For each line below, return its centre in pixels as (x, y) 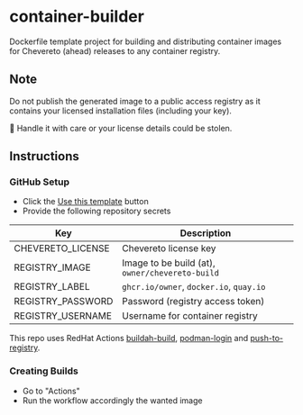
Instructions (44, 156)
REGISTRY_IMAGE (53, 267)
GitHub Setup (40, 182)
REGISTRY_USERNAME (63, 316)
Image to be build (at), (168, 263)
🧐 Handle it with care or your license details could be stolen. (121, 128)
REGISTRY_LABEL (52, 287)
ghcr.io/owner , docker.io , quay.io (193, 287)
